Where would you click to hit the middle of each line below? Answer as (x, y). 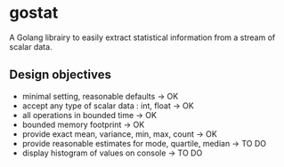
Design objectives (60, 75)
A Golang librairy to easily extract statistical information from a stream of (142, 37)
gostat (34, 13)
